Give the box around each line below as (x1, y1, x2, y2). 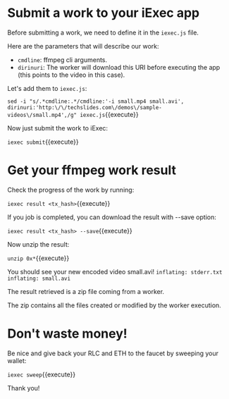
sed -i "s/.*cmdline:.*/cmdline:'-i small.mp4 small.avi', (7, 97, 185, 105)
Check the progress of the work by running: (7, 185, 135, 194)
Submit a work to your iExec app (7, 5, 200, 21)
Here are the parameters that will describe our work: (7, 42, 160, 50)
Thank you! (7, 383, 40, 392)
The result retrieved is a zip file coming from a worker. (7, 287, 164, 295)
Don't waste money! (7, 326, 128, 342)
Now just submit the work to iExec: (7, 123, 108, 132)
